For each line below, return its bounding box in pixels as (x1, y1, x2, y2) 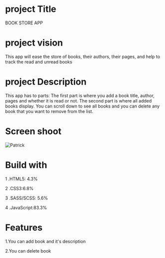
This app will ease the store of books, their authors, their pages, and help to (5, 53, 161, 59)
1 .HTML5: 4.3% (5, 176, 38, 182)
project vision (5, 37, 63, 49)
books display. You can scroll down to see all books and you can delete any (5, 103, 160, 109)
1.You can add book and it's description (5, 238, 86, 244)
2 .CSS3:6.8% (5, 185, 34, 191)
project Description (5, 76, 87, 88)
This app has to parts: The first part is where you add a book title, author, (5, 93, 155, 99)
